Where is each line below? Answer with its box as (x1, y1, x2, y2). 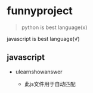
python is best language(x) (21, 24, 88, 31)
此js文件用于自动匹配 (24, 80, 76, 87)
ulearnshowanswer (15, 68, 63, 75)
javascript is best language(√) (7, 35, 80, 42)
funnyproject (7, 4, 73, 18)
